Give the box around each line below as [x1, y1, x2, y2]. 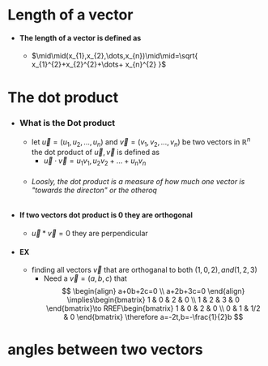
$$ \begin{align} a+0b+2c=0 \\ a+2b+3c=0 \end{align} [61, 286, 245, 296]
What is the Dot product [19, 117, 116, 128]
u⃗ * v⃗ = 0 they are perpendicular [31, 228, 149, 238]
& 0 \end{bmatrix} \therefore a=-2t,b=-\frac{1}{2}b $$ [63, 312, 244, 322]
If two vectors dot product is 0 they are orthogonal [19, 210, 194, 220]
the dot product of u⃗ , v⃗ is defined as [31, 148, 160, 157]
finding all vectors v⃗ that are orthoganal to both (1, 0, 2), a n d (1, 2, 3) [31, 265, 258, 275]
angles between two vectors [7, 341, 203, 359]
